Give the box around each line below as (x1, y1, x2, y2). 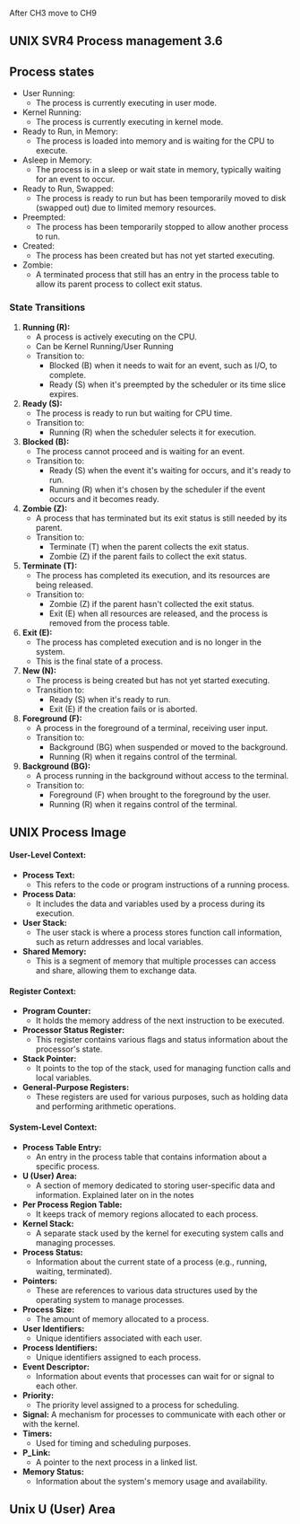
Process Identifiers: (21, 1342, 99, 1352)
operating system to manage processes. (35, 1294, 185, 1305)
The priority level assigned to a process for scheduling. (35, 1399, 240, 1410)
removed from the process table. (48, 617, 170, 628)
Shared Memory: (21, 947, 87, 957)
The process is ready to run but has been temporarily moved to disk (35, 193, 287, 204)
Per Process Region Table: (21, 1199, 123, 1210)
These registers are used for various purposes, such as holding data (35, 1091, 288, 1103)
